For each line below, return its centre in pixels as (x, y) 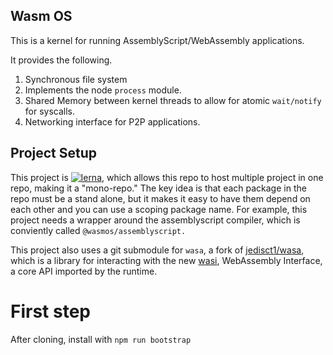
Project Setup (54, 153)
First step (50, 311)
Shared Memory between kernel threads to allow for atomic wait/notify (173, 100)
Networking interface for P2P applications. (112, 121)
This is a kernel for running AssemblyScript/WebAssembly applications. (157, 40)
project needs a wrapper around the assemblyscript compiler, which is (155, 220)
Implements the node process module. (103, 90)
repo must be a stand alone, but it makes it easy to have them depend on (160, 198)
